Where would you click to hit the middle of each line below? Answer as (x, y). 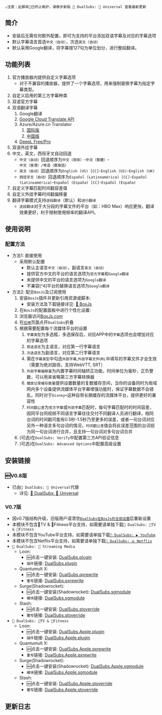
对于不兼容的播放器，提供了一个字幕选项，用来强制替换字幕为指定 (85, 83)
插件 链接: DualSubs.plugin (52, 563)
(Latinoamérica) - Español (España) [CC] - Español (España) (78, 182)
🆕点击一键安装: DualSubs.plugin (59, 557)
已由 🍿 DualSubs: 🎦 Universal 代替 (45, 487)
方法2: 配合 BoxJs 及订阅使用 (39, 292)
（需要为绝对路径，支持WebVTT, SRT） (66, 365)
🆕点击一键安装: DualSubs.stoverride (63, 609)
